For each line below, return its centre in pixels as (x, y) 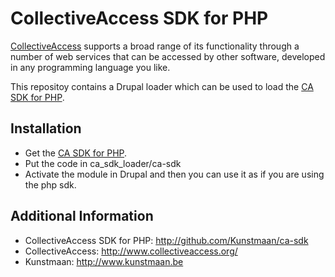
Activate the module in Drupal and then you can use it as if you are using (174, 174)
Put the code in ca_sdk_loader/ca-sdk (103, 163)
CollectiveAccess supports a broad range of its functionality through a (155, 46)
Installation (46, 128)
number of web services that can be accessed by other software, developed (168, 56)
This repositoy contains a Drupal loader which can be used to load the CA (162, 86)
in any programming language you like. (90, 67)
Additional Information (82, 216)
